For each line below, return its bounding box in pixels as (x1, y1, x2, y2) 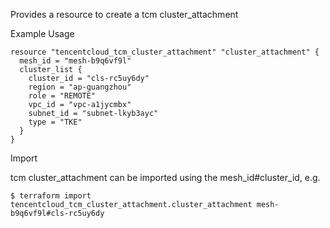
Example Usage (10, 28, 75, 39)
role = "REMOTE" (28, 91, 97, 101)
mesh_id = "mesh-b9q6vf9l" (19, 56, 132, 66)
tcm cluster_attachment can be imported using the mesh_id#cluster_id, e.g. (10, 172, 321, 183)
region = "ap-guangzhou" (28, 82, 132, 92)
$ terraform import (10, 191, 92, 201)
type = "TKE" (28, 117, 83, 127)
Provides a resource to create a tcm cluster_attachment (10, 9, 239, 20)
